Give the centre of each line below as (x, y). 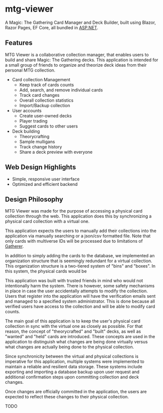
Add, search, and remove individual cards (61, 90)
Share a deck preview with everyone (56, 152)
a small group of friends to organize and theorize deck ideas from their (76, 65)
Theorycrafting (34, 136)
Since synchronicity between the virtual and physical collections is (72, 357)
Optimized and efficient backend (45, 184)
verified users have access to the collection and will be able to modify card (80, 306)
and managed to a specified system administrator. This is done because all (80, 301)
